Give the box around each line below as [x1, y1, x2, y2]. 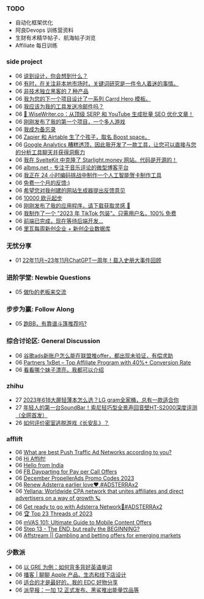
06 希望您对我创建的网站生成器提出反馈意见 [15, 186, 126, 194]
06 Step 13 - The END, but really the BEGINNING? [15, 525, 140, 532]
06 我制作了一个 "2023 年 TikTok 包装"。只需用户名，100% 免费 [15, 209, 177, 217]
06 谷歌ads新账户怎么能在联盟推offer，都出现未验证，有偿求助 [15, 352, 173, 359]
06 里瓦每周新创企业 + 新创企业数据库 [15, 225, 111, 232]
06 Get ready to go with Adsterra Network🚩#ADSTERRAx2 [15, 503, 163, 510]
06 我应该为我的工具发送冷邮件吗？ [15, 103, 104, 110]
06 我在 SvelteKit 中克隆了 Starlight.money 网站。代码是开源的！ [15, 156, 178, 163]
